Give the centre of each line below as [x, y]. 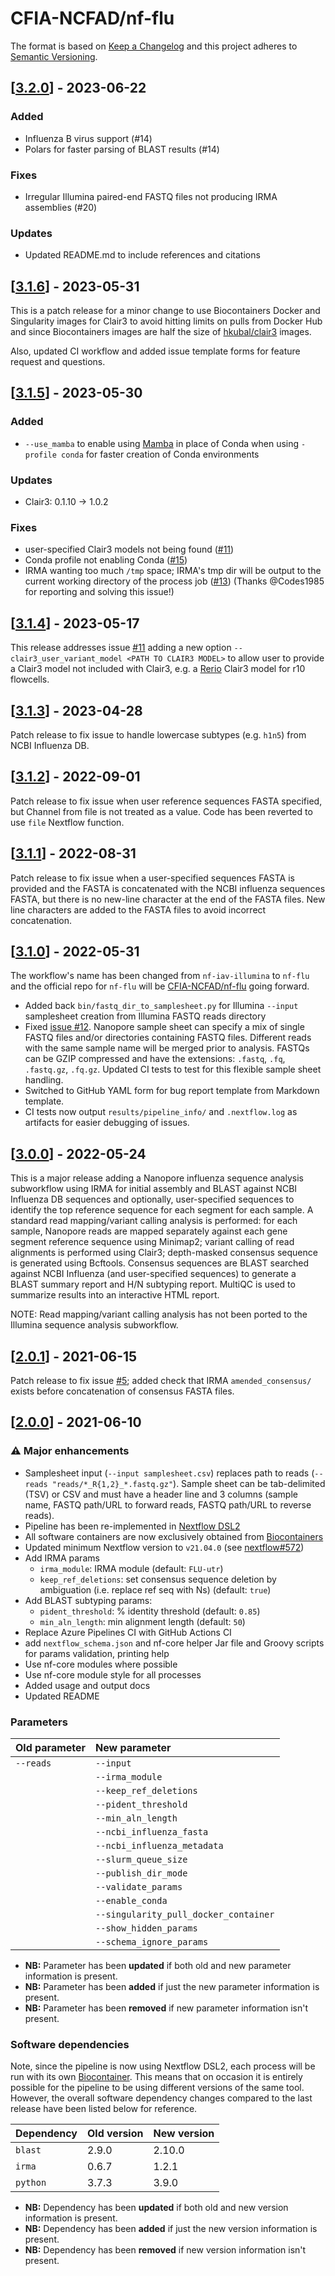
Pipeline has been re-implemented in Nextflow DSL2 [132, 1526]
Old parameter [51, 1747]
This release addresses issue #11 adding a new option [121, 648]
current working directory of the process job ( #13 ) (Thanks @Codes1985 [174, 581]
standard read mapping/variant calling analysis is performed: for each [154, 1221]
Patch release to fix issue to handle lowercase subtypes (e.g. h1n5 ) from [158, 734]
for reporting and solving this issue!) [99, 592]
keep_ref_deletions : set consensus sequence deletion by [158, 1579]
